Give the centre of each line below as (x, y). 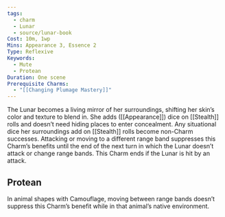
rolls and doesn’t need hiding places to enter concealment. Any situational (112, 124)
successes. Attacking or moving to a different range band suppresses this (111, 139)
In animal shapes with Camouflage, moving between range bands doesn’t (111, 198)
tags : (15, 13)
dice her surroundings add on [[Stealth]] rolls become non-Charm (100, 132)
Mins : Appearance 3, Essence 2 (52, 45)
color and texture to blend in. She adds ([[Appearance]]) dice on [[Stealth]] (113, 117)
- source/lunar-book (43, 33)
